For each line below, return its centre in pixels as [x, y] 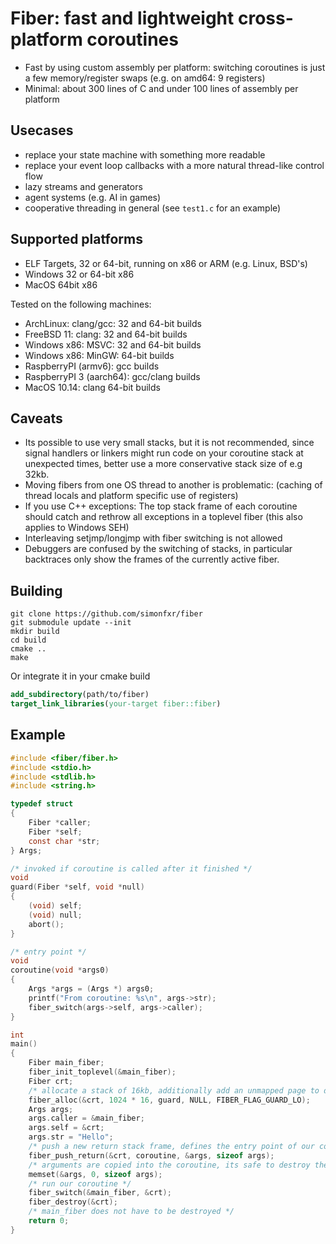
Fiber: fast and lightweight [122, 18]
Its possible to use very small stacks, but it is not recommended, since [169, 443]
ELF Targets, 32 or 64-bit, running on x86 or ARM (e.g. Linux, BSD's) [166, 263]
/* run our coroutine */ [80, 1183]
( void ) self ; [55, 906]
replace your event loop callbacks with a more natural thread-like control [174, 165]
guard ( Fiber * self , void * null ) [77, 887]
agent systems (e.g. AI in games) [93, 197]
